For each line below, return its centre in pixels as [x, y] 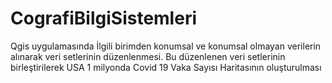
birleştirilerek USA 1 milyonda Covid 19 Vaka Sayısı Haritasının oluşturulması [166, 67]
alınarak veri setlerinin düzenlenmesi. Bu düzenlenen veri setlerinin [148, 56]
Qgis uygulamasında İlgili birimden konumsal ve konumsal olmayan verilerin [166, 46]
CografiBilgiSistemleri [103, 18]
